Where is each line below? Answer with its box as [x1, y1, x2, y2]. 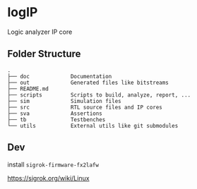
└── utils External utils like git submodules [7, 122, 179, 129]
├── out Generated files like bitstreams [7, 79, 169, 86]
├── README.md [7, 85, 49, 92]
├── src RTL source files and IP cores [7, 104, 162, 111]
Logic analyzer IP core [7, 28, 73, 36]
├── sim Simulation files [7, 97, 121, 104]
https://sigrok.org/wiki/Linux [7, 173, 90, 182]
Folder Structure [7, 48, 81, 60]
